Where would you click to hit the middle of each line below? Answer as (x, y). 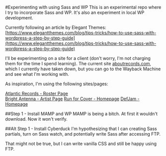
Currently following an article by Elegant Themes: (56, 27)
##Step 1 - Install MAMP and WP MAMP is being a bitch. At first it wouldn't (82, 114)
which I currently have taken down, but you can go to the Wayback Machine (83, 69)
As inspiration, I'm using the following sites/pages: (57, 84)
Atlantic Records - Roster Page (37, 93)
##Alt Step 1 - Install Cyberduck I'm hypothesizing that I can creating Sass (81, 129)
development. (19, 18)
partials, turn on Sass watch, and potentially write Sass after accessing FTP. (83, 134)
